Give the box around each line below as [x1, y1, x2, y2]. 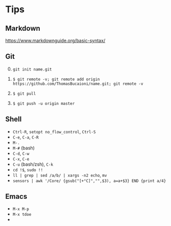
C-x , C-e [12, 155, 30, 162]
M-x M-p [12, 207, 29, 212]
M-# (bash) [12, 145, 35, 151]
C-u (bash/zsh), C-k [12, 161, 54, 167]
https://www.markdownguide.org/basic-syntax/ [5, 37, 106, 43]
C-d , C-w [12, 150, 30, 156]
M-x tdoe [12, 212, 32, 217]
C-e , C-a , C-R [12, 134, 39, 140]
